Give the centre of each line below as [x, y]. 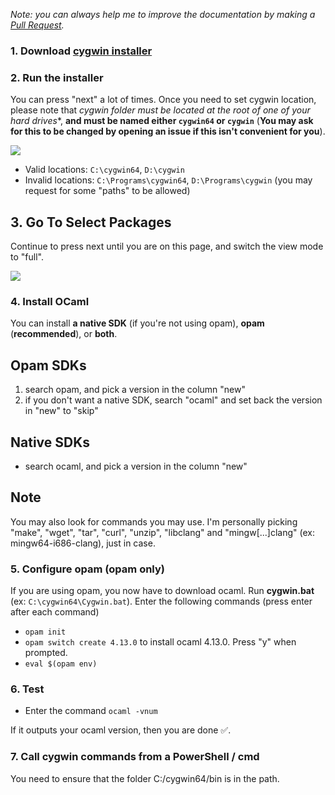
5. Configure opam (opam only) [87, 569]
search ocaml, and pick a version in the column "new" [136, 466]
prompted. [46, 653]
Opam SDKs [48, 365]
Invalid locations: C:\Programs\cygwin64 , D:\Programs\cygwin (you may [168, 180]
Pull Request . [37, 25]
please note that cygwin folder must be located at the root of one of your [160, 110]
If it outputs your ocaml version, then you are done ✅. [121, 730]
